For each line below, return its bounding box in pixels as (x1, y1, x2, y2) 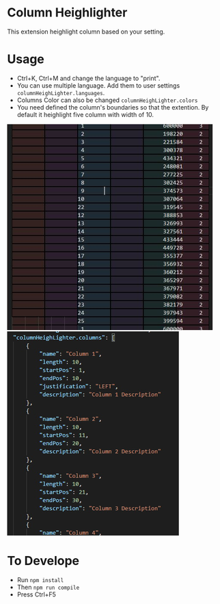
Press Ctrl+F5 (16, 590, 57, 599)
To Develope (7, 553, 80, 569)
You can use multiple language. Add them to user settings (16, 81, 180, 90)
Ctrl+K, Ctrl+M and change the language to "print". (16, 74, 161, 82)
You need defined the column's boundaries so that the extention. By (16, 103, 209, 111)
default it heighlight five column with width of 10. (16, 110, 154, 118)
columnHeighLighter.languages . (16, 88, 105, 97)
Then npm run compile (16, 583, 80, 591)
